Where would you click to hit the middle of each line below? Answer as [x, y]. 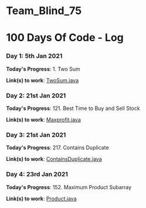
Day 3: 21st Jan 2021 [36, 135]
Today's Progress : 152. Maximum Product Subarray [69, 187]
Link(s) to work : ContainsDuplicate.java [54, 159]
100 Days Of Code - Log [65, 38]
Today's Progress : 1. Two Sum [43, 69]
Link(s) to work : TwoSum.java [43, 80]
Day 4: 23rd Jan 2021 [37, 175]
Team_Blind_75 [44, 11]
